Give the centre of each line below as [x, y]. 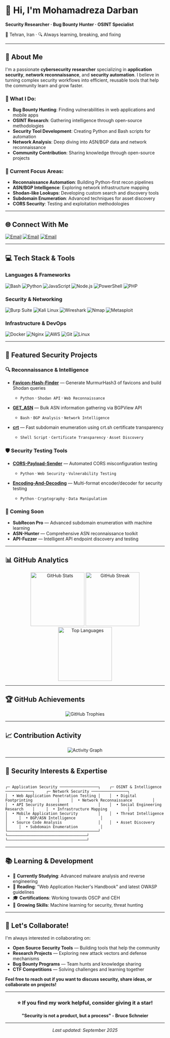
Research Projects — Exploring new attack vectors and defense [79, 953]
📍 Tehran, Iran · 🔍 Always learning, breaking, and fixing [63, 34]
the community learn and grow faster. [44, 85]
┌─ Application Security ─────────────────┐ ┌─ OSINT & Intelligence [83, 787]
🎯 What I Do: [21, 98]
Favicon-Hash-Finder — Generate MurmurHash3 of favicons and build [87, 383]
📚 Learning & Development [49, 861]
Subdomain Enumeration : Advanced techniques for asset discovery [84, 198]
